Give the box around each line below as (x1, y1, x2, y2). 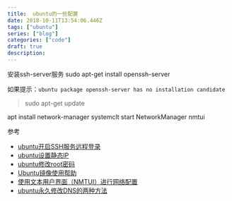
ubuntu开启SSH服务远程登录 (17, 142, 101, 150)
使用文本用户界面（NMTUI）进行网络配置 (17, 177, 138, 185)
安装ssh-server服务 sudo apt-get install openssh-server (7, 70, 170, 78)
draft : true (7, 43, 42, 50)
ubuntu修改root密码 (17, 159, 76, 168)
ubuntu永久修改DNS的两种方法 (17, 186, 108, 195)
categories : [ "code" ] (7, 37, 71, 44)
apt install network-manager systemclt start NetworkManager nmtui (7, 112, 205, 121)
